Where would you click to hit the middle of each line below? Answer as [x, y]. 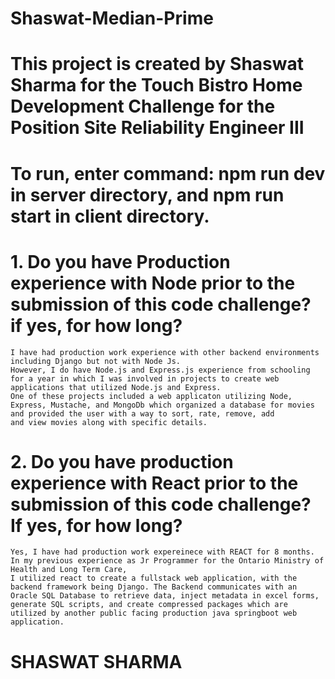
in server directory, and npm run [147, 194]
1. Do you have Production [120, 261]
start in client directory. [110, 216]
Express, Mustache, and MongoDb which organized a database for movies [162, 405]
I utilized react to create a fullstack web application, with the [154, 578]
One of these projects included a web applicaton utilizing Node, [151, 396]
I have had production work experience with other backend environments [165, 352]
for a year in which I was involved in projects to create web [145, 378]
